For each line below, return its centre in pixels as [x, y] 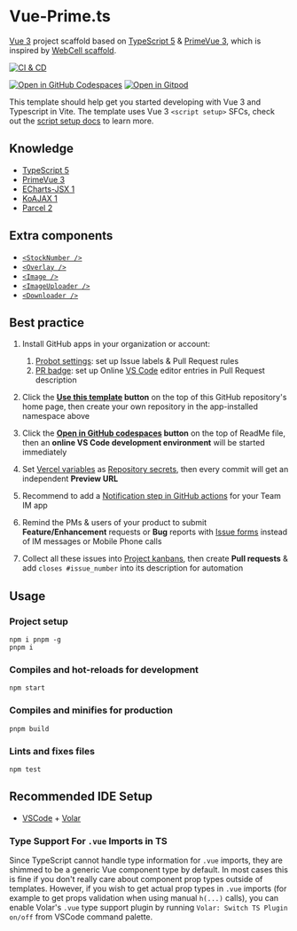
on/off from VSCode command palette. [81, 917]
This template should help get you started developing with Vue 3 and [135, 102]
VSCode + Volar [51, 817]
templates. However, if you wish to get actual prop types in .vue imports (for [148, 888]
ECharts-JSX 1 [48, 189]
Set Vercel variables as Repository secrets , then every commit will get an [155, 469]
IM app [35, 505]
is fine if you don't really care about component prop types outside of [136, 880]
